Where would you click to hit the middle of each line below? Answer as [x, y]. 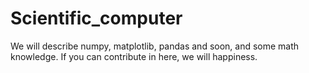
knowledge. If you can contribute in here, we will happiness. [134, 56]
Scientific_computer [96, 18]
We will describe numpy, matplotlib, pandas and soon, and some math [155, 46]
